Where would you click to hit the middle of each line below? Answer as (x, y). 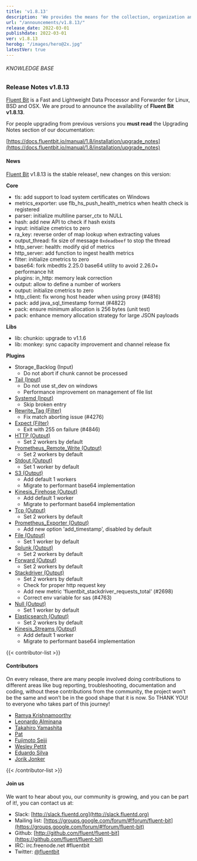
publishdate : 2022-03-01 (36, 33)
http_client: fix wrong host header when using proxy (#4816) (88, 296)
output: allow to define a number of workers (68, 284)
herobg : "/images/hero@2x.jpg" (44, 45)
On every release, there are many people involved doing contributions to (94, 679)
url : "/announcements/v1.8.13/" (45, 22)
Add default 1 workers (50, 479)
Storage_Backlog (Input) (44, 367)
